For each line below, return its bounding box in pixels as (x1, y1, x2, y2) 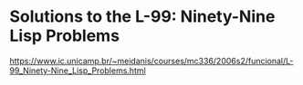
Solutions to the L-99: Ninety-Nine (9, 6, 276, 27)
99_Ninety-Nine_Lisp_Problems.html (9, 65, 146, 76)
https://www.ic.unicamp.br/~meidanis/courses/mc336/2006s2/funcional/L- (9, 55, 294, 66)
